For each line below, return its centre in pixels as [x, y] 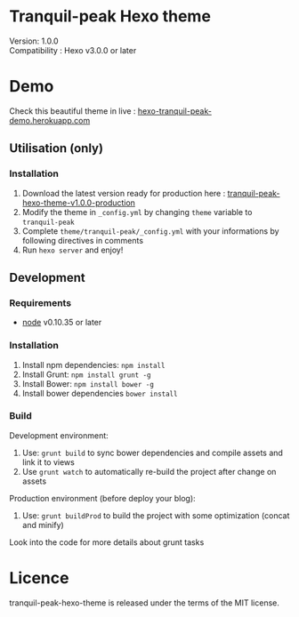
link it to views [48, 462]
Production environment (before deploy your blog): [102, 498]
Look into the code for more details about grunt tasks [107, 542]
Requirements [40, 302]
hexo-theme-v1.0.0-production [79, 203]
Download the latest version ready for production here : [124, 193]
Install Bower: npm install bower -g [88, 383]
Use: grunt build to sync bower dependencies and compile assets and [152, 453]
